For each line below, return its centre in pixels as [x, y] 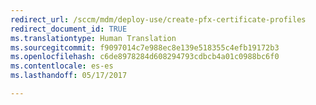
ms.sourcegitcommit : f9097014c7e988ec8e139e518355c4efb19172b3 [145, 47]
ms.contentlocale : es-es [62, 66]
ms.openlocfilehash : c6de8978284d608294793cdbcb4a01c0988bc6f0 [145, 57]
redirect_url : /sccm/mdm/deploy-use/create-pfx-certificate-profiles [158, 19]
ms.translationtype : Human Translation [93, 38]
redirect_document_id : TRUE [69, 29]
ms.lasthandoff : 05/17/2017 [69, 76]
